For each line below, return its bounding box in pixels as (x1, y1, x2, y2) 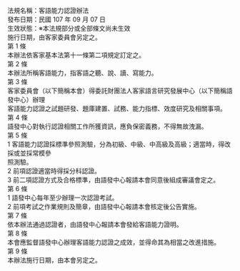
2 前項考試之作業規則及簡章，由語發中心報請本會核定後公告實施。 (7, 203, 201, 210)
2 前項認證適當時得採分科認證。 (7, 167, 101, 175)
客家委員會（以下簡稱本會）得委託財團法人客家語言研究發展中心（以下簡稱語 (7, 86, 233, 95)
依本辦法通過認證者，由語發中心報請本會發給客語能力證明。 (7, 220, 183, 228)
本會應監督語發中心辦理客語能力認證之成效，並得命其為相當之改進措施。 (7, 238, 220, 246)
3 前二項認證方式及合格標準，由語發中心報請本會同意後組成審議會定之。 (7, 175, 220, 184)
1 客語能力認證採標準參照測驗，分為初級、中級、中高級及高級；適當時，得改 (7, 140, 231, 148)
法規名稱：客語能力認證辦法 (7, 6, 89, 14)
